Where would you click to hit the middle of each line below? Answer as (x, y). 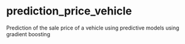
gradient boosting (28, 34)
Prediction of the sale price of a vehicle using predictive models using (93, 28)
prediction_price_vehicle (69, 11)
